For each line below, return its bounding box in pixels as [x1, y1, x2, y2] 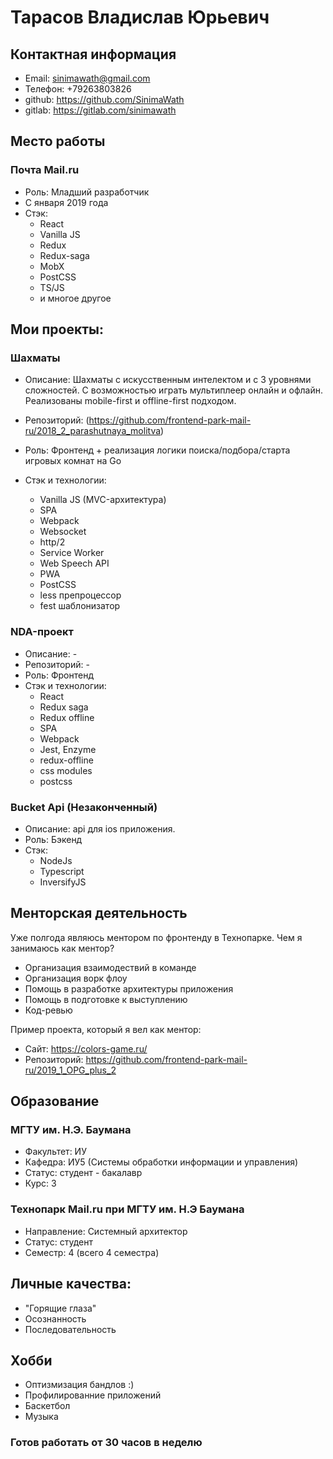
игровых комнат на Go [24, 455, 122, 467]
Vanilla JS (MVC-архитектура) [39, 494, 167, 506]
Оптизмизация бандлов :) [24, 1379, 135, 1391]
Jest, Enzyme [39, 743, 97, 755]
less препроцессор [39, 589, 122, 601]
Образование [10, 1093, 100, 1110]
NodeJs [39, 854, 73, 866]
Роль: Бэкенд [24, 833, 83, 845]
